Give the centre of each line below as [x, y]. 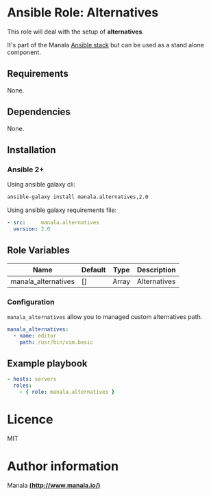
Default [94, 270]
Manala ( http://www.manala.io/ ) [54, 485]
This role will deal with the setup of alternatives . [76, 32]
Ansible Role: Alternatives [83, 13]
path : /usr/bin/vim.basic [57, 342]
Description [156, 270]
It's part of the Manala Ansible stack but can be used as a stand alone [105, 45]
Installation [32, 150]
